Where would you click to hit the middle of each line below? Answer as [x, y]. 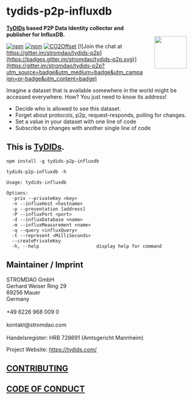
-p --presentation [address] [49, 209]
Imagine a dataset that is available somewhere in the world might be [92, 90]
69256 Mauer [23, 292]
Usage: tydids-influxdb [37, 182]
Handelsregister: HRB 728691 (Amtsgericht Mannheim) [75, 337]
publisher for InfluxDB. [36, 34]
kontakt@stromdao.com [37, 325]
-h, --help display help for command [87, 246]
